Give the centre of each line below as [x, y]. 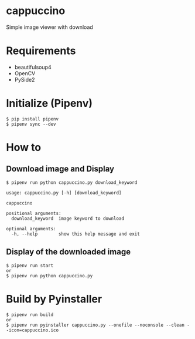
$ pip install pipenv [32, 119]
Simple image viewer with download [50, 27]
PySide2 [25, 79]
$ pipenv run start [30, 266]
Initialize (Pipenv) [49, 103]
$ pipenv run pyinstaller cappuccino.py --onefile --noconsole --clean [95, 325]
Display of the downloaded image [69, 252]
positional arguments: [34, 213]
